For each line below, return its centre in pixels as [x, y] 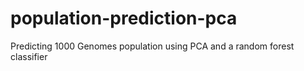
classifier [29, 56]
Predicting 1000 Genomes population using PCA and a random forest [152, 46]
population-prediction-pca [124, 18]
